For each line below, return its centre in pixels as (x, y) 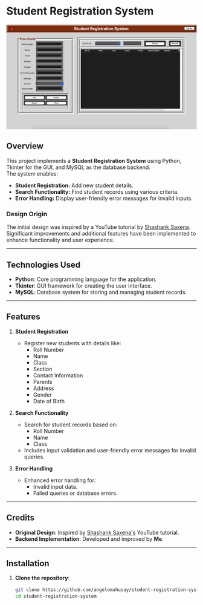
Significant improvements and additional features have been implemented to (101, 234)
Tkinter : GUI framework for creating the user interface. (83, 285)
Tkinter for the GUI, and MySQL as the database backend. (79, 167)
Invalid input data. (55, 486)
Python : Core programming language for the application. (86, 279)
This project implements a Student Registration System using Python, (94, 160)
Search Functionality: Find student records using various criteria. (97, 191)
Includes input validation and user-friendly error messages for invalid (110, 450)
